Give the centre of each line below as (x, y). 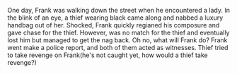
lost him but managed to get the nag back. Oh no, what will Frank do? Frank (117, 40)
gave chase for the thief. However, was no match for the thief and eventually (118, 32)
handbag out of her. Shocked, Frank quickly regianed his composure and (114, 25)
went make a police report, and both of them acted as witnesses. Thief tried (118, 48)
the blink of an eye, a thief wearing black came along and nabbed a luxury (115, 18)
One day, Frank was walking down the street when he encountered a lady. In (118, 10)
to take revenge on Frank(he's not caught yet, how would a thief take (108, 55)
